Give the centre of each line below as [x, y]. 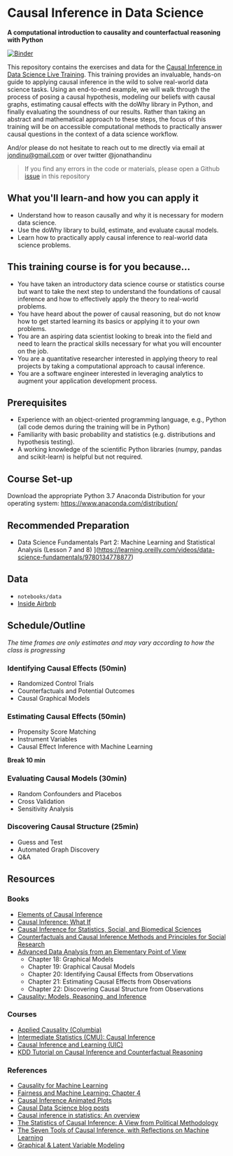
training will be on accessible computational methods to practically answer [115, 126]
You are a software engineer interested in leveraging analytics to [110, 373]
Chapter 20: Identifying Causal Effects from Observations [111, 974]
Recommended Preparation [68, 525]
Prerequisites [37, 402]
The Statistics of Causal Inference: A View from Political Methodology [118, 1123]
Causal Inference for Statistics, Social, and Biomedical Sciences [109, 929]
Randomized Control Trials [56, 683]
